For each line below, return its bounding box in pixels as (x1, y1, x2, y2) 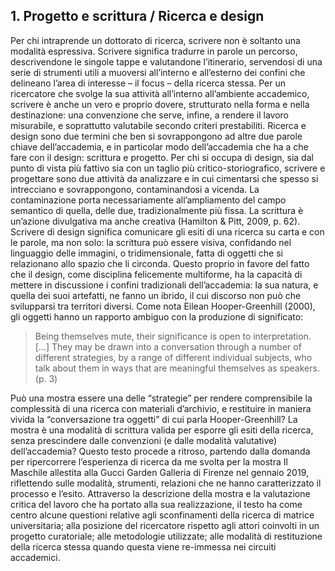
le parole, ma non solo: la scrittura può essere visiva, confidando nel (10, 236, 292, 248)
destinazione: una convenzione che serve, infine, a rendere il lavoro (10, 109, 289, 121)
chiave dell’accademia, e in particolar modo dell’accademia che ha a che (10, 140, 309, 153)
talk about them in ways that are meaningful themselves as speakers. (34, 362, 320, 374)
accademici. (10, 551, 61, 563)
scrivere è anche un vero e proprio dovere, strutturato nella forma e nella (10, 98, 310, 110)
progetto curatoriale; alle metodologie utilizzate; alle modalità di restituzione (10, 530, 323, 542)
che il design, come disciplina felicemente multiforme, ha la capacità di (10, 268, 303, 280)
